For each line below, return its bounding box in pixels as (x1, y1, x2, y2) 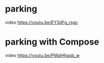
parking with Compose (5, 36, 99, 47)
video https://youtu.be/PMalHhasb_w (5, 52, 80, 58)
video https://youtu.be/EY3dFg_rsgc (5, 19, 78, 25)
